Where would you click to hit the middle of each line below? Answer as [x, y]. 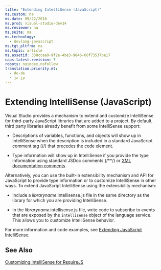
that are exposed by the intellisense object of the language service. [82, 215]
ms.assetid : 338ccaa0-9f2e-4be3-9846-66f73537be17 [58, 55]
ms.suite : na [18, 32]
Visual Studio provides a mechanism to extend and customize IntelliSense [79, 115]
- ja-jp [17, 78]
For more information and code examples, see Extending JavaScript [73, 229]
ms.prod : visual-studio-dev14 [36, 23]
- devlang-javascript [32, 42]
